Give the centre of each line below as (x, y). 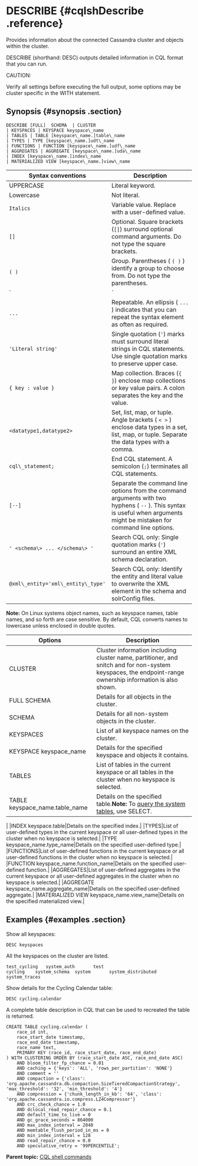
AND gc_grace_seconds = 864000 (55, 1120)
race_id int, (33, 1032)
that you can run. (27, 64)
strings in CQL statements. (148, 349)
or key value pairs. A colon (148, 388)
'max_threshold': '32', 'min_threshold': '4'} (64, 1089)
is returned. (20, 1016)
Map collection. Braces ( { (146, 373)
